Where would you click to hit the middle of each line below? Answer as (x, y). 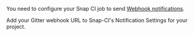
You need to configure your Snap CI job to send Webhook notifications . (95, 9)
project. (16, 27)
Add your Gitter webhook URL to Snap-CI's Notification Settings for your (97, 20)
